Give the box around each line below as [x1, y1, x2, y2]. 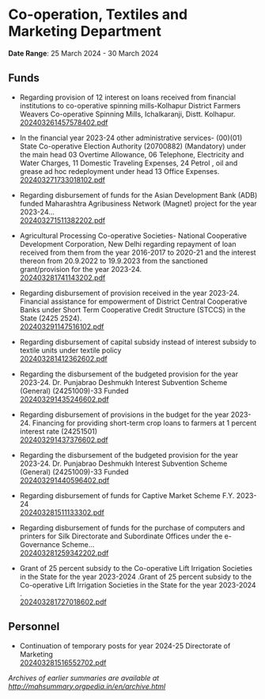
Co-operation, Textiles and [8, 6, 188, 24]
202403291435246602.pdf [19, 394, 109, 404]
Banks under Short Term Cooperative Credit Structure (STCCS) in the [19, 304, 246, 314]
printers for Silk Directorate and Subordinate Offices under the [19, 531, 223, 541]
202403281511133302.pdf [19, 508, 104, 517]
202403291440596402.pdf [19, 475, 110, 485]
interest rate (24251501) [19, 426, 97, 436]
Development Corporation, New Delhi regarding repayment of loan [19, 239, 237, 248]
